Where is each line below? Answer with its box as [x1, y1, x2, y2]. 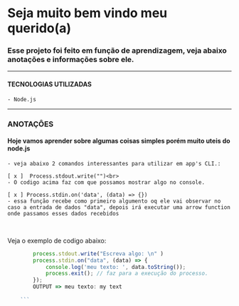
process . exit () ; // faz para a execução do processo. [45, 270, 208, 277]
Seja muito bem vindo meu [7, 5, 168, 21]
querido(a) [7, 20, 72, 36]
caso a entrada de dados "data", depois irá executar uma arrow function [7, 203, 231, 211]
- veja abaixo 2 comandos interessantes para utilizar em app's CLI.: [7, 160, 221, 167]
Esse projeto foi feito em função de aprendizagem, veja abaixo [7, 46, 228, 56]
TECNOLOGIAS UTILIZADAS [7, 80, 92, 88]
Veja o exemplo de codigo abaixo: [7, 236, 107, 245]
